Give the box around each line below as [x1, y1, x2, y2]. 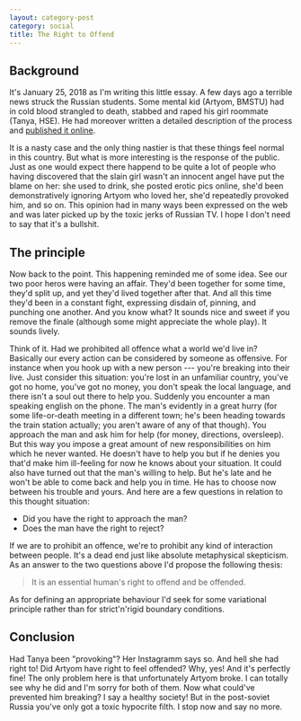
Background [9, 63, 79, 78]
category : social [9, 22, 75, 31]
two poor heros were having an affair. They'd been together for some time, [9, 278, 286, 288]
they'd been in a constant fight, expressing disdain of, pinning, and [9, 297, 256, 308]
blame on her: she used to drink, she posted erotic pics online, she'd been [9, 180, 284, 191]
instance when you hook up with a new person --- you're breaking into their [9, 363, 290, 373]
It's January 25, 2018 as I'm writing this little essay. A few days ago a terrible [9, 87, 293, 98]
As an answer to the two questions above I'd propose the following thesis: [9, 559, 283, 570]
